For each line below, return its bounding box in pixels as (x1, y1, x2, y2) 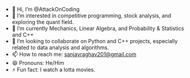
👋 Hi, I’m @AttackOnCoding (11, 6, 80, 13)
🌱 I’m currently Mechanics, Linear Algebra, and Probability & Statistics (11, 25, 184, 32)
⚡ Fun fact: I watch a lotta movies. (11, 66, 96, 73)
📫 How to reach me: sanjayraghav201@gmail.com (11, 51, 137, 58)
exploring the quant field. (11, 19, 74, 25)
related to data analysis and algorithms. (11, 44, 109, 51)
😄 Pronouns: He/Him (11, 59, 65, 66)
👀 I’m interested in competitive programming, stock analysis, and (11, 12, 171, 19)
